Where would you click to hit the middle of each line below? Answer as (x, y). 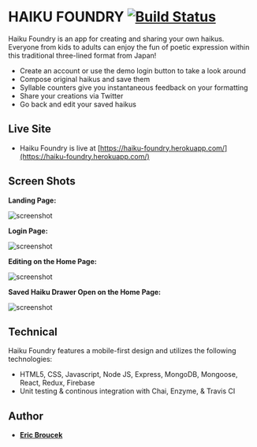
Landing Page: (32, 200)
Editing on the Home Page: (52, 261)
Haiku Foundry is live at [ (60, 148)
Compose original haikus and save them (85, 79)
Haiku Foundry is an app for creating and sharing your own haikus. (116, 39)
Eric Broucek (41, 435)
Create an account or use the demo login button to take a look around (133, 70)
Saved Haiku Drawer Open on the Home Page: (85, 292)
